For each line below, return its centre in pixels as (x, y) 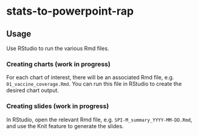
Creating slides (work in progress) (58, 106)
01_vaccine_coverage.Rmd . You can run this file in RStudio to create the (94, 84)
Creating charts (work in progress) (58, 64)
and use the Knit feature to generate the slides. (65, 126)
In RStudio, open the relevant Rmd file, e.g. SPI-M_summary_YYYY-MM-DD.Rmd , (99, 120)
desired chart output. (33, 90)
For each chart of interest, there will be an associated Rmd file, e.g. (90, 77)
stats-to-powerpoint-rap (70, 11)
